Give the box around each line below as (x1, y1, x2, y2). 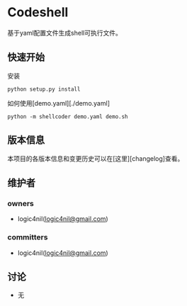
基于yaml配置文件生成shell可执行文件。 (7, 28, 122, 37)
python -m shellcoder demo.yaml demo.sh (7, 113, 129, 120)
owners (7, 198, 34, 208)
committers (7, 232, 48, 242)
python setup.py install (7, 86, 81, 93)
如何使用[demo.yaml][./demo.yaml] (7, 98, 110, 107)
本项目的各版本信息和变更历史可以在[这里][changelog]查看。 (7, 154, 184, 163)
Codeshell (7, 4, 69, 21)
